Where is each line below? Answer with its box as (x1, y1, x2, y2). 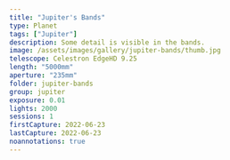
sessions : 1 (9, 112, 53, 121)
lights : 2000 (9, 104, 58, 113)
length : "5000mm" (9, 63, 74, 72)
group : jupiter (9, 87, 66, 96)
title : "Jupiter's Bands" (9, 12, 105, 22)
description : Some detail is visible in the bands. (9, 37, 205, 47)
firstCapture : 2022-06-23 (9, 121, 105, 130)
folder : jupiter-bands (9, 79, 94, 88)
